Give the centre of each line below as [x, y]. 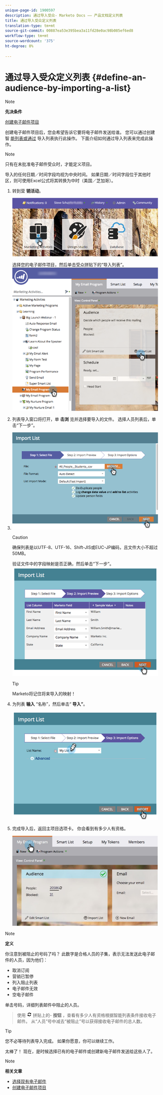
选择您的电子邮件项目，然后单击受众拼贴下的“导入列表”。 [69, 264]
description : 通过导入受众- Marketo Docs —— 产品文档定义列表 [64, 15]
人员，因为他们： [30, 960]
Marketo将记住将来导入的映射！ [44, 694]
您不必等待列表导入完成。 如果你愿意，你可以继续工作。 [61, 1041]
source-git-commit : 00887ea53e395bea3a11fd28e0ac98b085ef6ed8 [69, 31]
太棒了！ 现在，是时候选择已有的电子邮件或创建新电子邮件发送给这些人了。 [80, 1051]
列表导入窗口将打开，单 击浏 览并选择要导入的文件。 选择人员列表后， [82, 419]
